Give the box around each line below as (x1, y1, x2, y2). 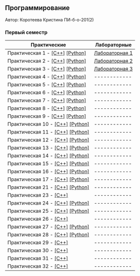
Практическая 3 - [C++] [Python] (7, 66, 86, 72)
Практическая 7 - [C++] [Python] (7, 97, 86, 104)
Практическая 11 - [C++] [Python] (7, 129, 90, 136)
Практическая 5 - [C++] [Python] (7, 81, 86, 88)
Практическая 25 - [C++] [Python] (7, 207, 90, 214)
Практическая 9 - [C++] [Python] (7, 113, 86, 120)
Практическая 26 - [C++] (7, 216, 68, 223)
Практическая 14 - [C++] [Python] (7, 153, 90, 159)
